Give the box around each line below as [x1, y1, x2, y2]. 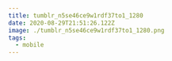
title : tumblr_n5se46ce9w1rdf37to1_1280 [8, 11, 144, 20]
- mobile [15, 41, 44, 49]
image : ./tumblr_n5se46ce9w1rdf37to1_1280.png [8, 26, 165, 34]
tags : [8, 33, 26, 42]
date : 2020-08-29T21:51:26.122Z [8, 19, 115, 27]
